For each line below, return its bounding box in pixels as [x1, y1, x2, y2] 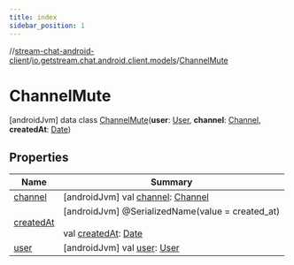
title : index [9, 12, 58, 22]
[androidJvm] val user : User [63, 242, 180, 254]
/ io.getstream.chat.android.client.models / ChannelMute [28, 55, 228, 65]
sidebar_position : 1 [9, 21, 86, 30]
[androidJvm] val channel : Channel [63, 191, 210, 203]
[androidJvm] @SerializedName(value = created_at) [63, 205, 281, 217]
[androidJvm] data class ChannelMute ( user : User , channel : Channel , [9, 115, 261, 125]
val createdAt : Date [63, 227, 143, 239]
